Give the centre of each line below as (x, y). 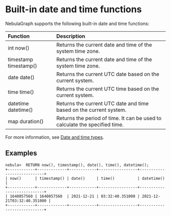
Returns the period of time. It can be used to (109, 118)
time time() (21, 92)
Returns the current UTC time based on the (108, 89)
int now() (19, 48)
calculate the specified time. (90, 125)
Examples (21, 153)
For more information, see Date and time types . (55, 137)
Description (71, 36)
